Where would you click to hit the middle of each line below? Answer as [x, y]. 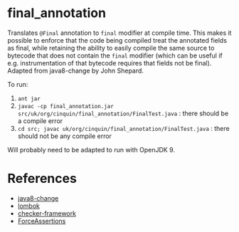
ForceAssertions [42, 221]
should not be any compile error [65, 136]
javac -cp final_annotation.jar [65, 106]
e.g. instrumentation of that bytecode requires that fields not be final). [110, 63]
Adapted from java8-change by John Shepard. [76, 70]
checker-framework [47, 213]
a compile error [40, 121]
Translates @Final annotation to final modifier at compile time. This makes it [119, 33]
